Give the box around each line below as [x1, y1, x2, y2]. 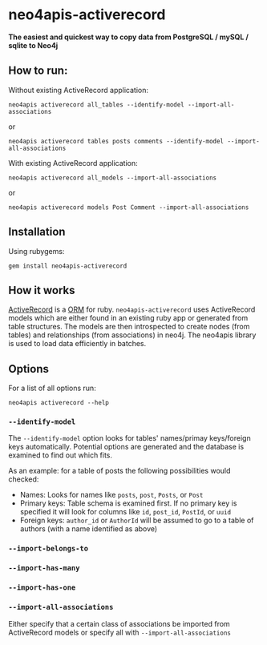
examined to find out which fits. [8, 450, 113, 460]
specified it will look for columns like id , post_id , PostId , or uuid [19, 507, 231, 517]
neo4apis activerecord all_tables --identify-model [8, 100, 184, 109]
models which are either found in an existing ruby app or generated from [8, 313, 249, 323]
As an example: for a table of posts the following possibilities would [8, 466, 231, 476]
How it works [8, 283, 75, 297]
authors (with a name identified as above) [19, 524, 158, 534]
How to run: [8, 64, 68, 78]
